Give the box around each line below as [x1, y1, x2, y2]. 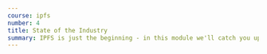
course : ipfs [7, 11, 51, 20]
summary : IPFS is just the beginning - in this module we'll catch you [7, 33, 250, 42]
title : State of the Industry [7, 26, 108, 34]
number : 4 [7, 19, 41, 27]
